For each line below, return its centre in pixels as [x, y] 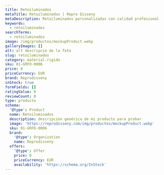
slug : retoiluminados [27, 55]
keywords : [15, 23]
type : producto [21, 101]
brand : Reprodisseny [26, 78]
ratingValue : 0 [21, 92]
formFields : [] [21, 87]
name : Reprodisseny [34, 142]
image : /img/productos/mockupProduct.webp [49, 42]
